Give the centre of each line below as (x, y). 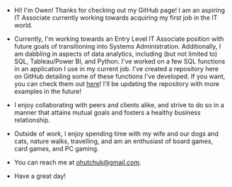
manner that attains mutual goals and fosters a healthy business (107, 113)
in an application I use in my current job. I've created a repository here (116, 69)
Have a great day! (40, 176)
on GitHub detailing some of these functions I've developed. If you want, (120, 76)
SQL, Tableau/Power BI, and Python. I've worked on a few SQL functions (120, 61)
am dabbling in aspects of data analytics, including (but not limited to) (116, 54)
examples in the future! (47, 91)
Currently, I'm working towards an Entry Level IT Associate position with (119, 39)
